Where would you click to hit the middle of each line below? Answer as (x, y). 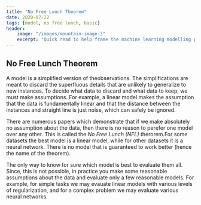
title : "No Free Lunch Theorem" (46, 12)
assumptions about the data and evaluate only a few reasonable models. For (100, 178)
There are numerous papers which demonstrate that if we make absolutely (98, 121)
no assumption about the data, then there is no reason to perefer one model (100, 128)
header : (16, 28)
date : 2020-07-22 (28, 17)
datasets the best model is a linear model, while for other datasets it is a (95, 140)
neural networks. (27, 196)
